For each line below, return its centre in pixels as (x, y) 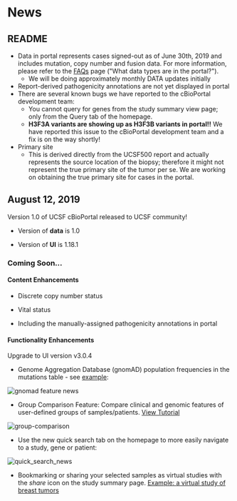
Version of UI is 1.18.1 (48, 244)
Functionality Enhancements (51, 340)
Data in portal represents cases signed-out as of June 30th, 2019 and (120, 56)
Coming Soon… (35, 263)
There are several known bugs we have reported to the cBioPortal (114, 94)
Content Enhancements (43, 280)
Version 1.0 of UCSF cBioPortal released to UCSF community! (97, 217)
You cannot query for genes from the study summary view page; (123, 109)
